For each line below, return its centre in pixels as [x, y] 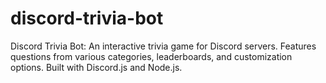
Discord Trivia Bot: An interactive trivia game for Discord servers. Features [163, 46]
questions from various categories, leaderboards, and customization [151, 56]
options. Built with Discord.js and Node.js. [96, 67]
